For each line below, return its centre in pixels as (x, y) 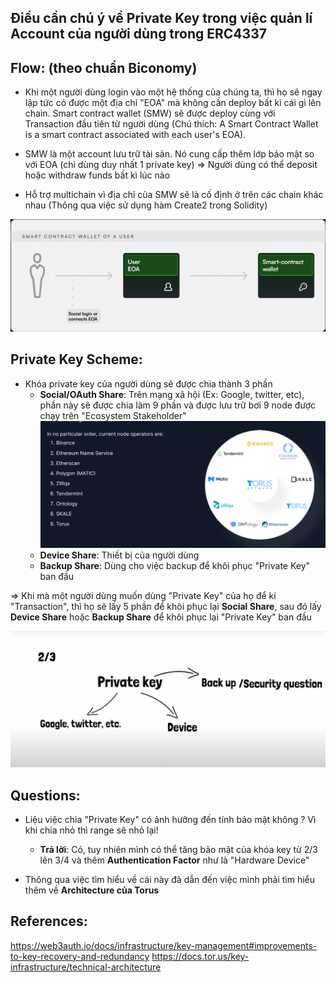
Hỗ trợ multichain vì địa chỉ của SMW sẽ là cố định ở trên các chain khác (174, 195)
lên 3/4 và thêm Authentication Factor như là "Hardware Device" (174, 860)
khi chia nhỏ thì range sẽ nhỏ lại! (91, 830)
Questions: (45, 795)
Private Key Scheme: (76, 359)
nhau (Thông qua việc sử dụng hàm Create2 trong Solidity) (146, 205)
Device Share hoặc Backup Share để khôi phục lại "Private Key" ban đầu (161, 617)
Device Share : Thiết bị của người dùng (119, 555)
